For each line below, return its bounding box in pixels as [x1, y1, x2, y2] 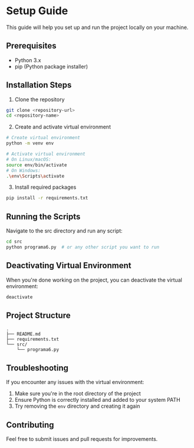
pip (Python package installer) [14, 63, 88, 70]
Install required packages [14, 183, 77, 191]
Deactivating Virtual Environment [6, 260, 131, 270]
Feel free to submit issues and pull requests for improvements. [6, 436, 158, 442]
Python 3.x [14, 56, 41, 63]
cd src [6, 238, 22, 245]
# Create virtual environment [6, 135, 81, 141]
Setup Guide [6, 4, 68, 18]
